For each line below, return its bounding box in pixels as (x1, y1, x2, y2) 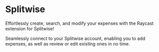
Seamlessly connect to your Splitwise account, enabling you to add (5, 35, 146, 41)
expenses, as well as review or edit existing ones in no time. (5, 40, 130, 46)
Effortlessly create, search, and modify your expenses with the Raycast (5, 20, 154, 26)
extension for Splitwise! (5, 25, 54, 31)
